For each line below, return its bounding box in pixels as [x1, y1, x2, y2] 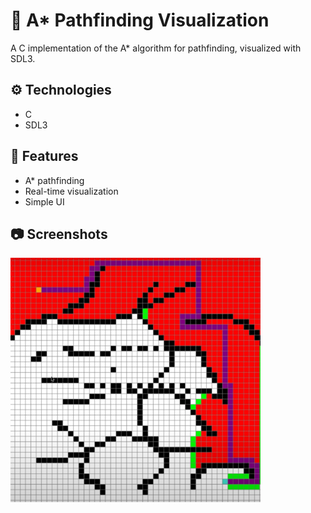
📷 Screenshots [10, 225, 108, 243]
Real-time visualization [24, 185, 119, 197]
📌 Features [10, 148, 79, 165]
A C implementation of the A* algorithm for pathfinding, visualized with [10, 42, 302, 54]
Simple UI [24, 195, 65, 208]
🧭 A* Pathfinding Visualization [10, 9, 270, 32]
